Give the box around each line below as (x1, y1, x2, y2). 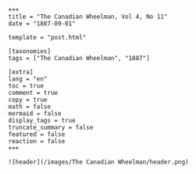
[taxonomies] (8, 47, 51, 55)
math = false (8, 103, 51, 111)
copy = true (8, 96, 47, 104)
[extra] (8, 68, 34, 76)
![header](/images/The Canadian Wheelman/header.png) (8, 158, 190, 166)
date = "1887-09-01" (8, 20, 77, 28)
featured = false (8, 130, 66, 138)
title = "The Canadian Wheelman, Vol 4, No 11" (8, 13, 168, 21)
